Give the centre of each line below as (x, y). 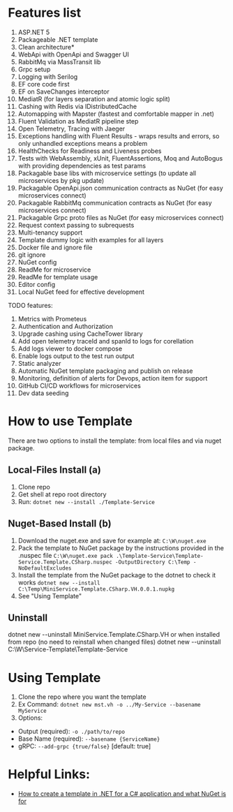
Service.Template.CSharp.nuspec (65, 562)
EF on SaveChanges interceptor (64, 91)
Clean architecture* (46, 47)
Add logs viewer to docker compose (70, 348)
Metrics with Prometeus (52, 318)
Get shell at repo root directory (62, 494)
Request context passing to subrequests (76, 225)
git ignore (32, 254)
